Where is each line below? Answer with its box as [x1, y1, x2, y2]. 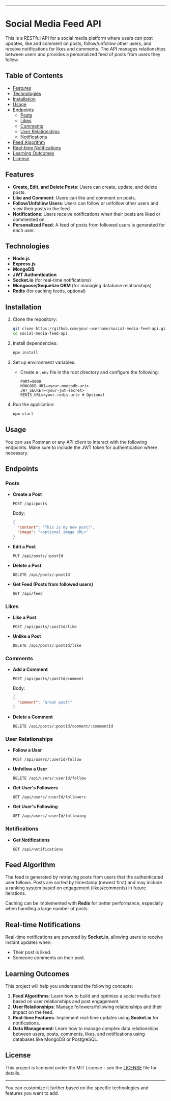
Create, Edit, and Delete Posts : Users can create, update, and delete [12, 184, 158, 190]
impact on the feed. [12, 1009, 54, 1015]
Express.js [12, 261, 36, 267]
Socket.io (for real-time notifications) [12, 277, 92, 283]
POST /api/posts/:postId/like [12, 624, 77, 629]
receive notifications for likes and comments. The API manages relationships [5, 45, 166, 52]
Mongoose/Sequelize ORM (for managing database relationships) [12, 283, 152, 289]
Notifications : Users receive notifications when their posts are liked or [12, 211, 161, 217]
